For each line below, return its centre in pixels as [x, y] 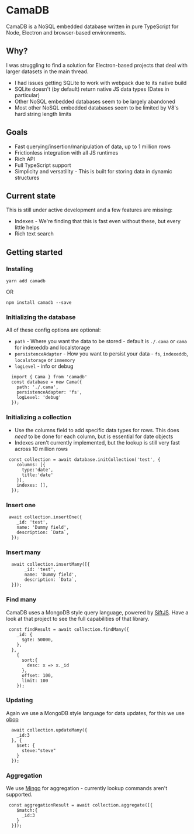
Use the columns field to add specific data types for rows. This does [97, 430]
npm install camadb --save [39, 303]
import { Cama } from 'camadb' [49, 377]
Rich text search [34, 234]
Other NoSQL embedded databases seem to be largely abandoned [95, 101]
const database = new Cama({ [47, 382]
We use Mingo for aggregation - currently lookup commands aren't [87, 788]
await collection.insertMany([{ [51, 565]
